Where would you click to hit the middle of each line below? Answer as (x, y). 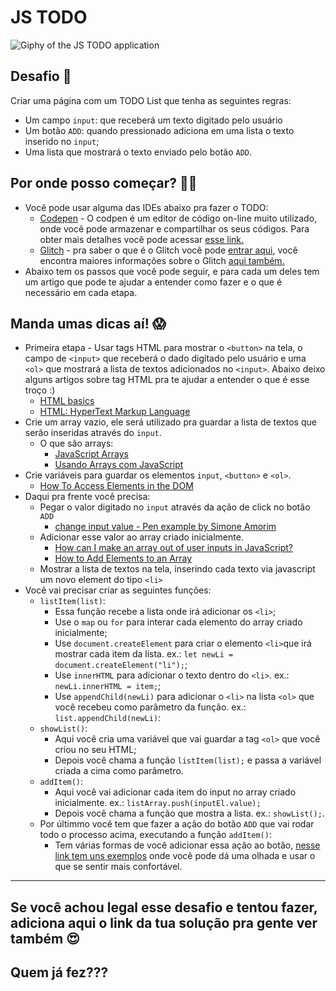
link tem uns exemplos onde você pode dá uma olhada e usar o (185, 856)
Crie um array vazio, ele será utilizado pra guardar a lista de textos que (170, 422)
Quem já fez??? (59, 972)
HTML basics (67, 401)
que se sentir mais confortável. (118, 867)
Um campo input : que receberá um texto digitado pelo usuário (153, 120)
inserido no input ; (62, 141)
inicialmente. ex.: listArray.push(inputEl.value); (158, 803)
